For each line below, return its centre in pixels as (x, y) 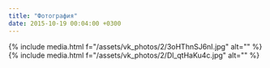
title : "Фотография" (43, 16)
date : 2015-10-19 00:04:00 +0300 (65, 23)
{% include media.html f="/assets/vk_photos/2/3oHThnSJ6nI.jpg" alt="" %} (135, 46)
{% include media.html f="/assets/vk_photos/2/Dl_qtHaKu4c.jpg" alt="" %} (134, 55)
